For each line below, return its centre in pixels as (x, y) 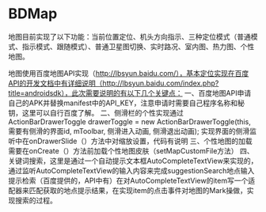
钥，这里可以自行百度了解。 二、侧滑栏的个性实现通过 (96, 112)
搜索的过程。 (36, 200)
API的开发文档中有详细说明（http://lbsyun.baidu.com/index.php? (114, 83)
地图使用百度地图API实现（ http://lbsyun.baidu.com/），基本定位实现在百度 (129, 73)
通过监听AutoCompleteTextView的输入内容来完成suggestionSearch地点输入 (131, 170)
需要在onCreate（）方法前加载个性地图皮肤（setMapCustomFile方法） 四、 (131, 150)
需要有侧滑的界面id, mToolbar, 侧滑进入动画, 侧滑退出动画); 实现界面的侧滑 (129, 131)
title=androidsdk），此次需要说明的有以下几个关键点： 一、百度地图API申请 (130, 93)
